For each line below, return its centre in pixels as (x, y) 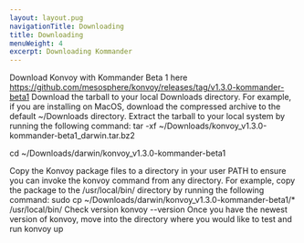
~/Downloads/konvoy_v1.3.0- (213, 126)
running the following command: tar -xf (83, 126)
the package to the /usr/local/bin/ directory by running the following (137, 190)
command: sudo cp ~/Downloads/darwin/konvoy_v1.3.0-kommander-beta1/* (152, 200)
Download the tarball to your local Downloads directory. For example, (162, 97)
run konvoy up (37, 229)
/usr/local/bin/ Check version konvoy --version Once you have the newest (148, 209)
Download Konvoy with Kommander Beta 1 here (99, 77)
